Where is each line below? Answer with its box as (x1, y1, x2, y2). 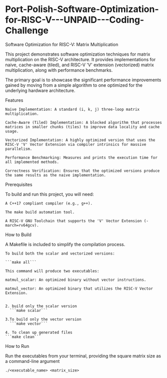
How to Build (5, 232, 31, 238)
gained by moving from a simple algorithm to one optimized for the (5, 82, 142, 88)
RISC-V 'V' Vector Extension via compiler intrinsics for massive (5, 142, 146, 147)
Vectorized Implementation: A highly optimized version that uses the (5, 137, 155, 142)
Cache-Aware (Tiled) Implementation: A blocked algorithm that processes (5, 120, 162, 125)
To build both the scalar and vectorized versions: (5, 251, 115, 256)
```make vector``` (9, 321, 48, 326)
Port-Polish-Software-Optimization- (5, 4, 159, 15)
